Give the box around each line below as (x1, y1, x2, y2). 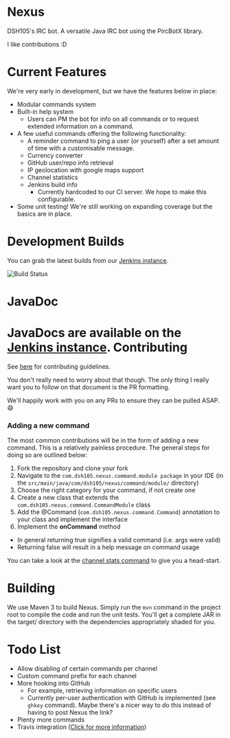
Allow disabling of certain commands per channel (16, 665, 158, 673)
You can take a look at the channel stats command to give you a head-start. (7, 557, 221, 565)
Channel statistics (27, 173, 78, 181)
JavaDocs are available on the (7, 325, 182, 341)
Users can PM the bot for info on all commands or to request (27, 115, 199, 123)
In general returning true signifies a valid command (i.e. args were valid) (16, 536, 221, 544)
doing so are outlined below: (7, 451, 88, 459)
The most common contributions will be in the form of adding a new (7, 437, 199, 445)
